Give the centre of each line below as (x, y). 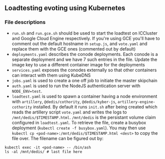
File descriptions (25, 22)
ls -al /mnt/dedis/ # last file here (43, 152)
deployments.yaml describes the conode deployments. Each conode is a (85, 54)
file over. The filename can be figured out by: (58, 138)
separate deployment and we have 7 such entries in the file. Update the (84, 59)
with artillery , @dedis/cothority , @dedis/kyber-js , (64, 102)
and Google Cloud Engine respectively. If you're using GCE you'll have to (86, 38)
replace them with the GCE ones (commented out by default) (74, 49)
